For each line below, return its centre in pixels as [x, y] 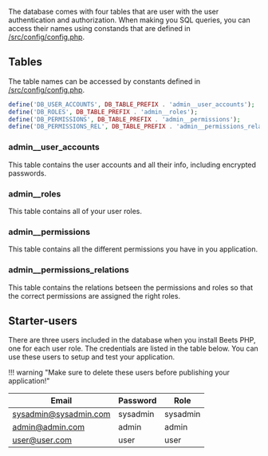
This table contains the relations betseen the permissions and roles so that [131, 287]
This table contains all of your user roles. [75, 211]
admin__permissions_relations [69, 270]
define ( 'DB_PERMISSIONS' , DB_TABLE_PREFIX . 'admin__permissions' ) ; [124, 119]
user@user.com [42, 440]
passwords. [27, 173]
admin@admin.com [49, 427]
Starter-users [43, 321]
